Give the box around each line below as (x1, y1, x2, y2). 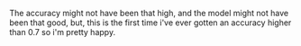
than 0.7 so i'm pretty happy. (9, 27, 115, 37)
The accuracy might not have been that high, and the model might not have (9, 8, 289, 18)
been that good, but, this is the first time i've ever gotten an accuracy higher (9, 17, 292, 28)
